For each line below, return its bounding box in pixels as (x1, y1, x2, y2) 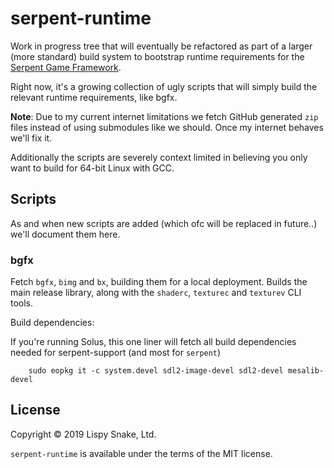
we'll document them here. (10, 228, 121, 240)
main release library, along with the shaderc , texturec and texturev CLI (10, 287, 302, 299)
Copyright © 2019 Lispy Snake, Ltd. (10, 428, 157, 440)
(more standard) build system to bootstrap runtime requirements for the (10, 50, 305, 62)
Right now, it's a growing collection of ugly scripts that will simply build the (10, 80, 318, 92)
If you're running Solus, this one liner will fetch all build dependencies (10, 336, 297, 348)
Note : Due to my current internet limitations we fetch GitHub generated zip (10, 110, 319, 122)
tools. (10, 297, 34, 309)
